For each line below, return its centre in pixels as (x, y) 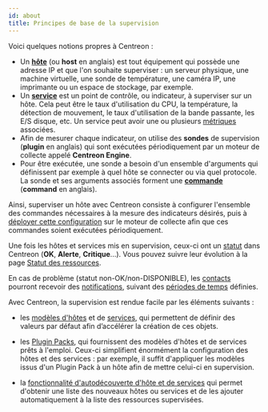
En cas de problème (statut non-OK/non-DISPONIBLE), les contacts (120, 278)
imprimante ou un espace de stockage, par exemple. (106, 87)
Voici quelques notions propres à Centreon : (81, 46)
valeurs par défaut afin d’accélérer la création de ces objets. (119, 326)
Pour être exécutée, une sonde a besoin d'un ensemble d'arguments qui (139, 163)
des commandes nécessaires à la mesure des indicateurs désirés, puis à (128, 213)
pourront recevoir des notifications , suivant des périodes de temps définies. (133, 286)
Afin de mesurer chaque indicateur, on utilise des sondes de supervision (140, 138)
